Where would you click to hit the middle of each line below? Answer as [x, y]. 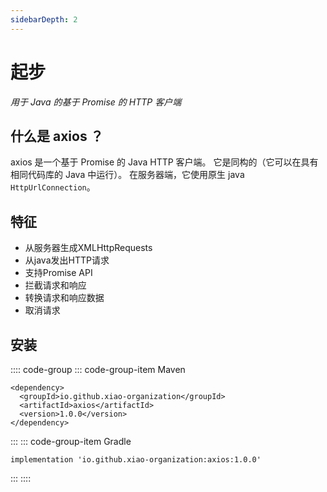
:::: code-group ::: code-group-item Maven [98, 369]
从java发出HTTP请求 [67, 260]
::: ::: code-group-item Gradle [71, 441]
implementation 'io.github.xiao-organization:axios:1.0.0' [136, 460]
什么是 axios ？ [57, 136]
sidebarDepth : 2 [44, 19]
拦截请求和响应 [55, 285]
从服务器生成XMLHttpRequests [88, 248]
